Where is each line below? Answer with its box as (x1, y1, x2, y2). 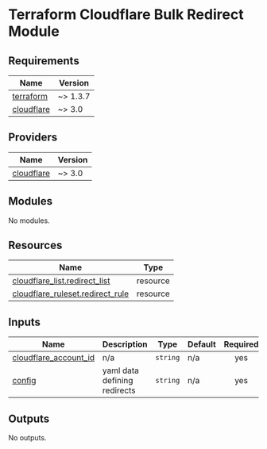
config (12, 375, 37, 386)
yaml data (102, 365, 139, 376)
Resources (8, 239, 63, 252)
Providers (8, 131, 58, 144)
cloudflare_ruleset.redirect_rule (12, 288, 130, 299)
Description (102, 339, 148, 350)
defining (102, 375, 133, 386)
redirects (102, 385, 137, 396)
